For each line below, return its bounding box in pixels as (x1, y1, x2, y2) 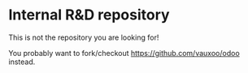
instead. (8, 57, 36, 67)
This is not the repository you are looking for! (8, 32, 159, 42)
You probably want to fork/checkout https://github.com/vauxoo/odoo (8, 48, 240, 58)
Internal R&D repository (8, 6, 170, 24)
